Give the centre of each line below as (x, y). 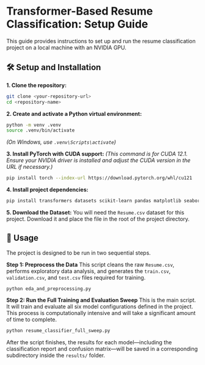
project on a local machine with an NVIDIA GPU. (67, 48)
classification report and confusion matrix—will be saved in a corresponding (102, 349)
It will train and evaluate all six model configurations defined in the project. (100, 307)
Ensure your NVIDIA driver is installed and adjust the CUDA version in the (99, 160)
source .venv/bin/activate (41, 130)
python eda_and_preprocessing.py (49, 289)
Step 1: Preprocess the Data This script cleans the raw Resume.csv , (91, 264)
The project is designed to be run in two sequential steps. (79, 253)
